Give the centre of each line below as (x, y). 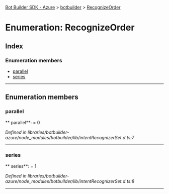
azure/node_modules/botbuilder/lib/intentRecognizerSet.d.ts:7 (70, 137)
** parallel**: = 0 (23, 122)
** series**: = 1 (21, 166)
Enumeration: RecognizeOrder (70, 28)
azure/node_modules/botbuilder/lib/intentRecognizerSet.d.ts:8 (70, 181)
